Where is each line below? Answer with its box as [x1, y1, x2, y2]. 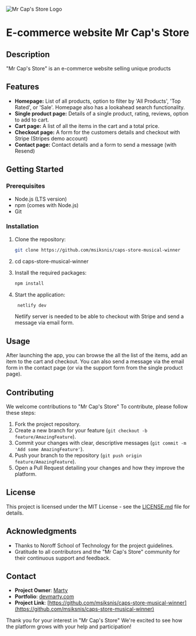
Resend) [14, 147, 35, 154]
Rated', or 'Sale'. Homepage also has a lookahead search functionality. [14, 103, 185, 111]
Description [6, 49, 50, 59]
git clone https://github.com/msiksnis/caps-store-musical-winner [14, 247, 181, 253]
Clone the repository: [14, 235, 66, 243]
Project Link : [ [14, 599, 50, 607]
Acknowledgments [6, 526, 77, 536]
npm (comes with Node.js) [14, 201, 79, 208]
